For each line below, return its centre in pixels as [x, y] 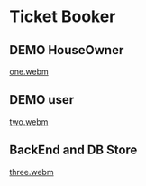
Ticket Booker [63, 17]
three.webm [32, 172]
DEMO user [42, 100]
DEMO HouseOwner [67, 50]
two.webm [29, 121]
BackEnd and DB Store [73, 150]
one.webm [29, 71]
